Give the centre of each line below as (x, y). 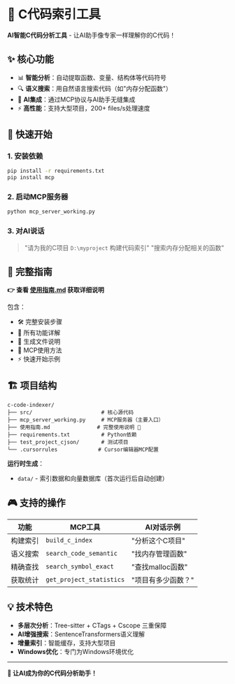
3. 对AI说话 (26, 231)
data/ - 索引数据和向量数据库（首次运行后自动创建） (93, 479)
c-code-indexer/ (31, 405)
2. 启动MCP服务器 (38, 197)
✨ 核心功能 (31, 59)
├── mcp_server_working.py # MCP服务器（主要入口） (86, 420)
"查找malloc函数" (160, 567)
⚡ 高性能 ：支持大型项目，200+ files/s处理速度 (84, 108)
